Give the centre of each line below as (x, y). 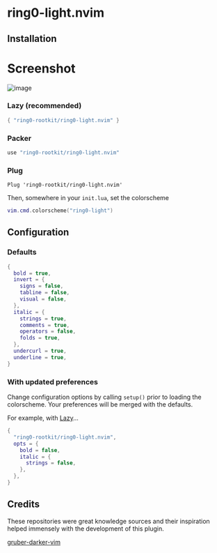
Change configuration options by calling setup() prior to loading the (104, 397)
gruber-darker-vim (34, 542)
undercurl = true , (40, 351)
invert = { (29, 280)
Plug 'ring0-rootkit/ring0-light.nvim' (65, 185)
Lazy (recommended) (45, 106)
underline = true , (40, 357)
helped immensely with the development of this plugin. (86, 529)
